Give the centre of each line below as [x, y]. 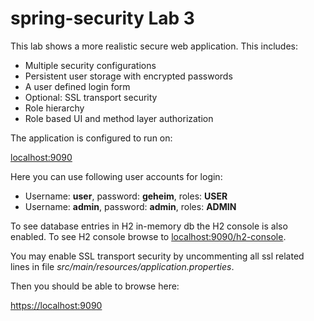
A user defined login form [77, 86]
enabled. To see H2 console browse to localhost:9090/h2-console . [148, 236]
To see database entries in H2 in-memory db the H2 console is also [149, 226]
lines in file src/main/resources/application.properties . [122, 266]
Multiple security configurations [90, 65]
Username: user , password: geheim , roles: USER [126, 196]
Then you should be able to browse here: [95, 286]
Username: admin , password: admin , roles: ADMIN [130, 206]
